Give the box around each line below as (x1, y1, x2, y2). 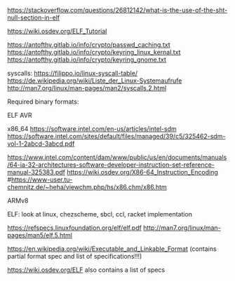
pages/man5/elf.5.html (7, 231, 72, 239)
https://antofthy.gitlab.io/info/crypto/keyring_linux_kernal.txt (7, 48, 181, 56)
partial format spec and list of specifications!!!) (7, 252, 142, 260)
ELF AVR (7, 111, 32, 119)
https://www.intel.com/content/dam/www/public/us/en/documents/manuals (7, 153, 227, 161)
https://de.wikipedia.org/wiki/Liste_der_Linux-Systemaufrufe (7, 76, 182, 85)
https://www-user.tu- (11, 175, 73, 184)
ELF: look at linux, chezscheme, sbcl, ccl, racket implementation (7, 210, 193, 218)
